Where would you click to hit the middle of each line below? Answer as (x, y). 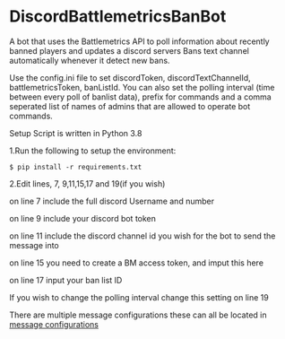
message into (35, 245)
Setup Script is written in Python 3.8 (76, 133)
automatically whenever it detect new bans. (90, 60)
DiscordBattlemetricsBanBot (118, 17)
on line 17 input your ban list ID (66, 280)
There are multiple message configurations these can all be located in (138, 315)
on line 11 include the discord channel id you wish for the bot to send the (142, 236)
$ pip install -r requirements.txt (76, 167)
